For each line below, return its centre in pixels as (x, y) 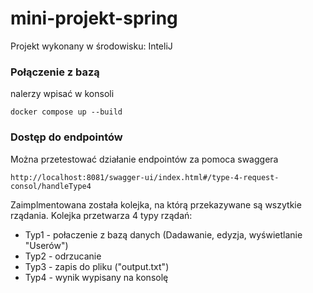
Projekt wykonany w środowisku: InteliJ (91, 46)
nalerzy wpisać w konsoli (62, 94)
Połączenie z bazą (55, 72)
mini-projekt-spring (94, 18)
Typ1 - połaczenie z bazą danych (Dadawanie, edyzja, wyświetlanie (163, 234)
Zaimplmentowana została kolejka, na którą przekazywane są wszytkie (156, 204)
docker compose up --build (66, 112)
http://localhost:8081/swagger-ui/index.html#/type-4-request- (145, 177)
